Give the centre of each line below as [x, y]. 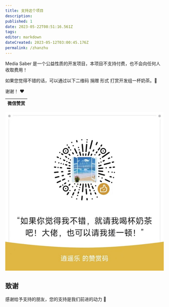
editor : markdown [23, 37]
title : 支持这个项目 [24, 11]
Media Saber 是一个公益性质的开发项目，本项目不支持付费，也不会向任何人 [83, 64]
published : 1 [19, 21]
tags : [11, 32]
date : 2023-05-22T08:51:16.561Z [39, 27]
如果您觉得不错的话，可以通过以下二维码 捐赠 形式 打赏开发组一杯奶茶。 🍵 [81, 80]
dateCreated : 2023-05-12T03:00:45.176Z [47, 43]
